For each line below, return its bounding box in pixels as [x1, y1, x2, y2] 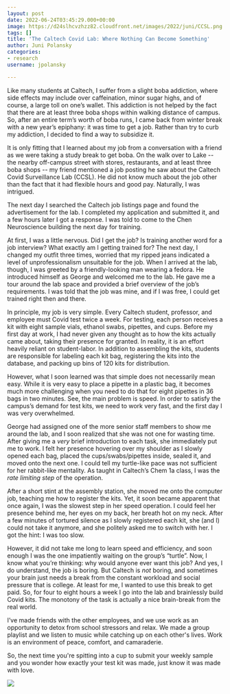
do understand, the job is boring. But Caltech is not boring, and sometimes [7, 566, 218, 574]
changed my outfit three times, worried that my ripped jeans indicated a [7, 251, 210, 259]
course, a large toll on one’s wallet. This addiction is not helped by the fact [7, 101, 218, 109]
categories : [7, 49, 41, 56]
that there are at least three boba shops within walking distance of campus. [7, 108, 220, 116]
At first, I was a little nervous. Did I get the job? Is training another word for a [7, 235, 222, 244]
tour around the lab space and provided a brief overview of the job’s [7, 280, 200, 288]
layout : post [7, 10, 45, 17]
